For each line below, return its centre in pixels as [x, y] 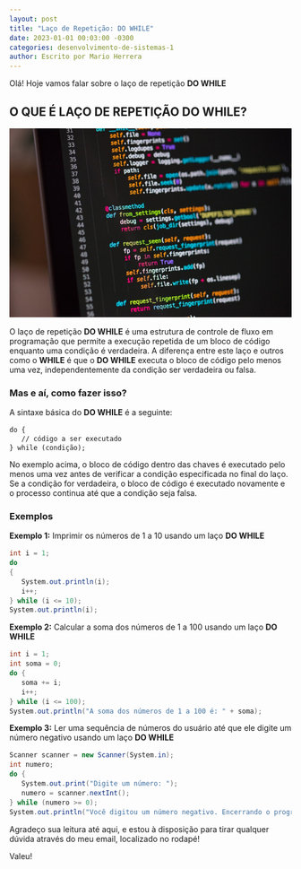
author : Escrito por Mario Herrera [76, 57]
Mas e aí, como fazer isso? [68, 393]
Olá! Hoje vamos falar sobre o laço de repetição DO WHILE [118, 83]
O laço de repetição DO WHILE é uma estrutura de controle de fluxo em [142, 331]
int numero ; [31, 765]
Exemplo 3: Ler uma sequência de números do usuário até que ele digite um [150, 728]
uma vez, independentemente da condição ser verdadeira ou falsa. [133, 369]
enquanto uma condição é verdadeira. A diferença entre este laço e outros [146, 351]
